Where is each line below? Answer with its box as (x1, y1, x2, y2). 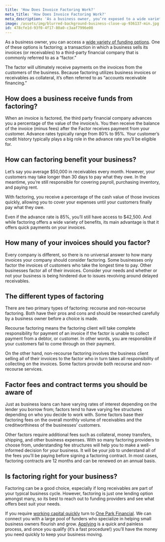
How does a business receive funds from (5, 94, 133, 102)
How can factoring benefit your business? (5, 156, 137, 164)
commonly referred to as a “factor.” (5, 55, 77, 61)
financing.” (5, 80, 27, 86)
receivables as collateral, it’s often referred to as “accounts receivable (5, 75, 146, 81)
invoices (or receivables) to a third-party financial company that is (5, 50, 139, 56)
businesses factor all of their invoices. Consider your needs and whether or (5, 267, 158, 273)
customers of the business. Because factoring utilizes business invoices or (5, 69, 156, 75)
